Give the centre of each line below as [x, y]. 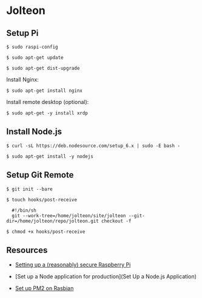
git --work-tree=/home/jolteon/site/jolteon [69, 216]
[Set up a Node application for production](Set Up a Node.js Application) [106, 277]
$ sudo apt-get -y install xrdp [47, 113]
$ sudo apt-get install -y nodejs [50, 156]
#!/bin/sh [24, 210]
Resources [27, 250]
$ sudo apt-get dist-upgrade [43, 68]
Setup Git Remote [40, 175]
